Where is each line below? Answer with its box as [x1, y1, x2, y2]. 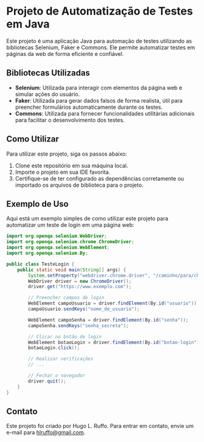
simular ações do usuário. [15, 90, 80, 98]
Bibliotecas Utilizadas [6, 68, 90, 78]
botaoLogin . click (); [28, 345, 80, 351]
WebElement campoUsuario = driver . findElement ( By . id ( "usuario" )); [28, 300, 200, 306]
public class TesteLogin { [6, 261, 75, 267]
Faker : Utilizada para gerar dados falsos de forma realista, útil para [15, 97, 183, 104]
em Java [6, 17, 50, 31]
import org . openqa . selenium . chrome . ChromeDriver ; [6, 239, 135, 245]
